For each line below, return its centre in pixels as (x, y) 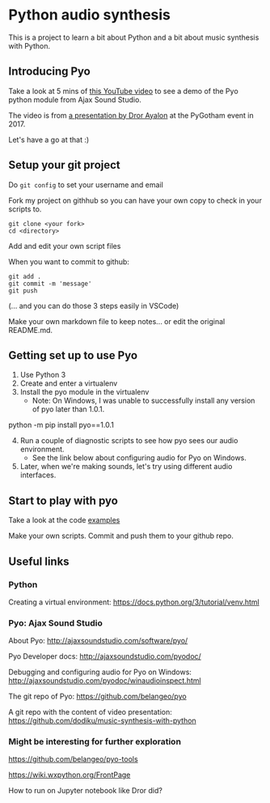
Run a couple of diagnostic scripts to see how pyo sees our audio (129, 441)
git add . (25, 276)
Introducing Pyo (50, 72)
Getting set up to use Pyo (73, 355)
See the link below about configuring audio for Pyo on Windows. (139, 458)
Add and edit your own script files (65, 246)
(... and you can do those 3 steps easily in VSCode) (94, 305)
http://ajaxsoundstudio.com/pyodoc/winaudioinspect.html (105, 681)
